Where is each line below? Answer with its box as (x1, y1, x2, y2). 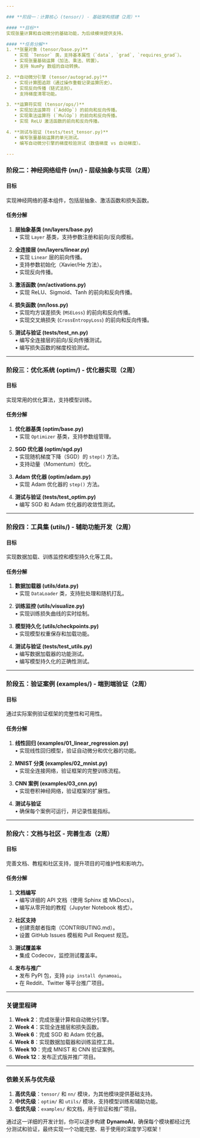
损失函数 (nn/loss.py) (14, 301, 68, 308)
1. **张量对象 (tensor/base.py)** (6, 47, 88, 53)
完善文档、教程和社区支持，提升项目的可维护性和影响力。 (6, 859, 147, 867)
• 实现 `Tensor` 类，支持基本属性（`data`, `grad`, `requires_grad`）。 (14, 52, 185, 59)
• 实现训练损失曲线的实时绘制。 (14, 610, 93, 617)
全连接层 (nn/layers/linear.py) (14, 246, 90, 253)
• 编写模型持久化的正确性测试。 (14, 658, 93, 665)
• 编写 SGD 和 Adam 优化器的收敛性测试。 (14, 501, 119, 508)
